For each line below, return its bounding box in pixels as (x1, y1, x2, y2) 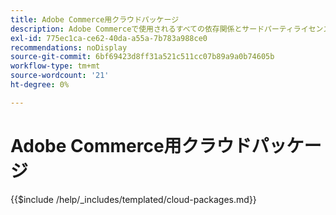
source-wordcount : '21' (10, 71, 110, 81)
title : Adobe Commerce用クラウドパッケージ (10, 14, 180, 25)
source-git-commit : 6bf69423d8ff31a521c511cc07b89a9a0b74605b (10, 52, 275, 62)
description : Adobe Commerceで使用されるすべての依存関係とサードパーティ (10, 24, 294, 34)
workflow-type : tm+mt (10, 61, 101, 71)
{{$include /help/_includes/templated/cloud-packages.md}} (10, 193, 257, 205)
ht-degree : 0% (10, 80, 70, 90)
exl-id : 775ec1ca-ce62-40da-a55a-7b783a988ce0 (10, 33, 208, 43)
